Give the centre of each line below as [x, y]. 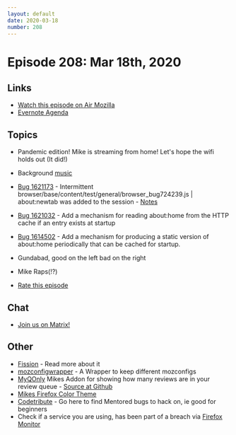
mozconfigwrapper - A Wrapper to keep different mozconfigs [107, 371]
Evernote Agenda [43, 112]
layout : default [31, 14]
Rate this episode [43, 285]
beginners [32, 409]
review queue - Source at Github [65, 386]
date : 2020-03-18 [33, 21]
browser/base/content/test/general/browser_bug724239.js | [105, 195]
